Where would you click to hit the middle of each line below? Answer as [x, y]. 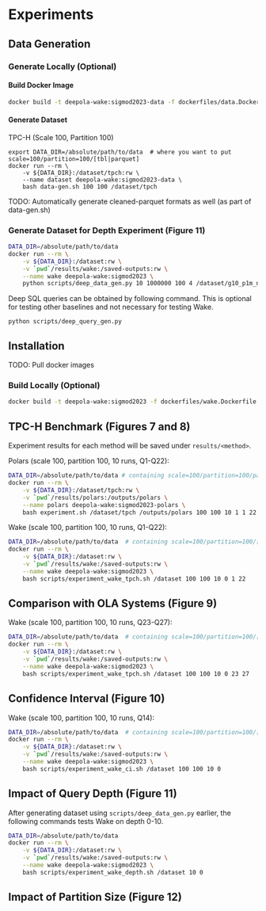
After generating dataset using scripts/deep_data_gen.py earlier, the [120, 813]
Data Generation [49, 44]
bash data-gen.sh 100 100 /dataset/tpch [90, 187]
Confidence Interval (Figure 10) [87, 699]
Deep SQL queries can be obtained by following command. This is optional [130, 299]
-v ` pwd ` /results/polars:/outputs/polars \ [95, 497]
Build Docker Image [41, 86]
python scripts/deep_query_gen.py [65, 322]
